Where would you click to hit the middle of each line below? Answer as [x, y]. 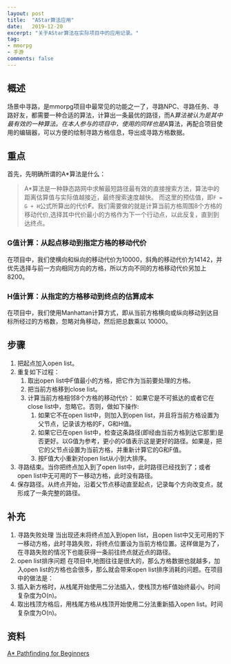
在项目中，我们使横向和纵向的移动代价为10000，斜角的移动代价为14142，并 [115, 259]
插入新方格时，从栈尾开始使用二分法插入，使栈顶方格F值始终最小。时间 [119, 587]
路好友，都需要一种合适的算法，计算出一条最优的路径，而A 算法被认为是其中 [115, 115]
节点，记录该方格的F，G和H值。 [90, 423]
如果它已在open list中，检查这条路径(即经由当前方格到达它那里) [128, 432]
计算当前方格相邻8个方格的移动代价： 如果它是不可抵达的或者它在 [121, 398]
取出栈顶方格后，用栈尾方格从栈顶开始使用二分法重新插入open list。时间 [120, 604]
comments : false [30, 59]
